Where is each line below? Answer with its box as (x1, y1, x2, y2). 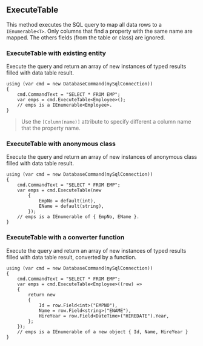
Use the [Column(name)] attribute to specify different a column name (21, 118, 191, 125)
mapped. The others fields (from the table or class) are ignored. (6, 33, 165, 41)
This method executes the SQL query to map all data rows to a (6, 21, 162, 28)
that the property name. (21, 124, 81, 132)
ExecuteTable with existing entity (6, 48, 106, 57)
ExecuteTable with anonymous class (6, 139, 116, 148)
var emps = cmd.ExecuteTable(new (17, 187, 102, 193)
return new (28, 291, 56, 298)
